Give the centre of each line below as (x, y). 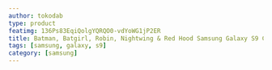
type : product (32, 23)
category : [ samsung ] (43, 53)
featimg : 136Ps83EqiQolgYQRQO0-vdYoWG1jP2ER (85, 31)
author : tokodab (36, 16)
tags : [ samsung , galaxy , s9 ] (57, 46)
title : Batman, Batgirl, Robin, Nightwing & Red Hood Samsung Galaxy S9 (134, 38)
